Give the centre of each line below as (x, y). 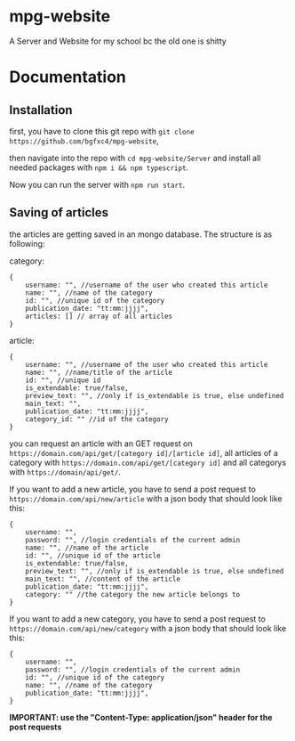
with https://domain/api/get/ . (65, 472)
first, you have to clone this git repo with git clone (102, 131)
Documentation (68, 77)
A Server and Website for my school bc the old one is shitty (118, 41)
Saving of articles (59, 212)
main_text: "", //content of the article (103, 579)
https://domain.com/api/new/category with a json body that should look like (148, 628)
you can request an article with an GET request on (101, 444)
